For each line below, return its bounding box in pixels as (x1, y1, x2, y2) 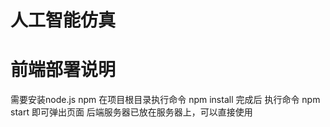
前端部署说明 (10, 59, 117, 81)
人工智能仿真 (10, 9, 117, 32)
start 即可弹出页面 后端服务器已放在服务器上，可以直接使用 (10, 106, 253, 118)
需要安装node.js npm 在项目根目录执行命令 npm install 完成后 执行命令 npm (10, 94, 321, 106)
